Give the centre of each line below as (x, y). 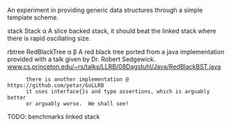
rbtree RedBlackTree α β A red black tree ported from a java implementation (116, 52)
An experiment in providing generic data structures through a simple (105, 10)
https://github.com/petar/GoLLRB (56, 86)
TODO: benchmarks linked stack (54, 117)
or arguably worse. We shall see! (77, 104)
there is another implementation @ (77, 79)
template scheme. (33, 17)
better (17, 97)
